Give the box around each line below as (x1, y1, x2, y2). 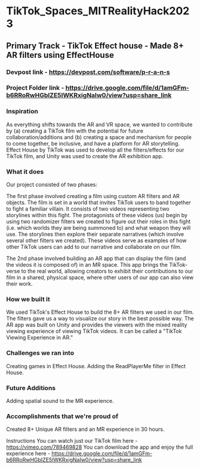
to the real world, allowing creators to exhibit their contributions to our (21, 267, 193, 275)
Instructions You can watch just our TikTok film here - (6, 437, 138, 445)
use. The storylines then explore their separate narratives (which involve (6, 231, 184, 238)
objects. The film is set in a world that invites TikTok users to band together (6, 199, 191, 206)
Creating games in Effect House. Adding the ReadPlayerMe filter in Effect (6, 362, 186, 369)
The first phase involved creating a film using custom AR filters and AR (6, 193, 180, 200)
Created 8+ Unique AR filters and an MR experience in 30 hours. (6, 425, 165, 433)
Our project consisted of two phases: (6, 181, 97, 189)
